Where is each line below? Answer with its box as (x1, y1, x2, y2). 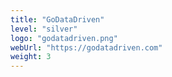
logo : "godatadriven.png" (10, 33, 118, 43)
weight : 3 (10, 52, 52, 62)
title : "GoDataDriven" (10, 14, 105, 25)
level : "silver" (10, 24, 78, 34)
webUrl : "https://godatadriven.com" (10, 42, 163, 53)
